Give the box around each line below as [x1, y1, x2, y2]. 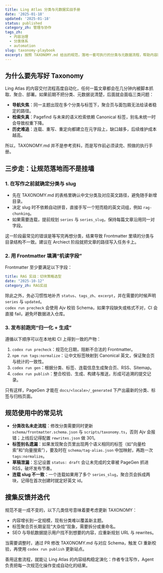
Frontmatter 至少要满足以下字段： [5, 264, 72, 270]
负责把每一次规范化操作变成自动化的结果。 [5, 562, 90, 568]
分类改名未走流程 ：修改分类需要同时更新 [12, 423, 93, 428]
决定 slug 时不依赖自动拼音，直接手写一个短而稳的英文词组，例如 [12, 204, 142, 210]
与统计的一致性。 [12, 359, 47, 365]
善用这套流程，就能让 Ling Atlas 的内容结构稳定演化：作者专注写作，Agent [5, 556, 154, 562]
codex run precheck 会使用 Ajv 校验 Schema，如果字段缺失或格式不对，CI [5, 305, 153, 311]
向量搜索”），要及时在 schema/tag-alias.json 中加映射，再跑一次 [24, 447, 153, 453]
